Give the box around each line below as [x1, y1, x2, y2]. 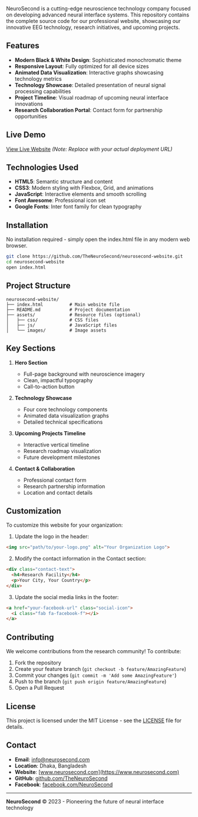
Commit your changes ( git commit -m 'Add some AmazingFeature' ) [14, 672, 177, 679]
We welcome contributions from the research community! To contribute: [6, 648, 181, 655]
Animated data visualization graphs [23, 412, 109, 419]
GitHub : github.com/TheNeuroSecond [14, 775, 108, 782]
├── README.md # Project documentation [6, 306, 131, 313]
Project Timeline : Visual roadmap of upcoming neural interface [14, 94, 169, 101]
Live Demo [6, 130, 46, 140]
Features [6, 41, 39, 51]
